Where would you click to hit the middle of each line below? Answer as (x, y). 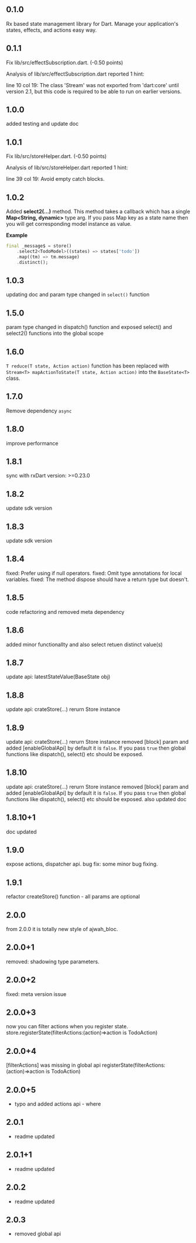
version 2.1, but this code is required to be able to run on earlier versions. (94, 91)
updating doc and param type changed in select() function (78, 294)
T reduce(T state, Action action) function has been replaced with (88, 366)
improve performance (32, 443)
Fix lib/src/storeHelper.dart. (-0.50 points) (56, 156)
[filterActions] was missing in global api (54, 1065)
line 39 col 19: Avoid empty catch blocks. (55, 179)
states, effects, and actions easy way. (51, 30)
